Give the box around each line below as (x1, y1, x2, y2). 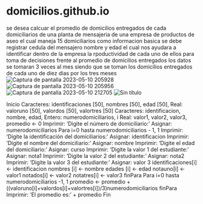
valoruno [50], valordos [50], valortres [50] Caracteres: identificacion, (6, 107, 181, 114)
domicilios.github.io (6, 4, 110, 18)
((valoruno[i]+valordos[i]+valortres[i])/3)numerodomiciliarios (6, 184, 158, 192)
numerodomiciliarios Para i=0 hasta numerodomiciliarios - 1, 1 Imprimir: (6, 126, 184, 134)
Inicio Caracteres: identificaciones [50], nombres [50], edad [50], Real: (6, 100, 183, 107)
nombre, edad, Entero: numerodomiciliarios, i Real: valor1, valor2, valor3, (6, 114, 187, 121)
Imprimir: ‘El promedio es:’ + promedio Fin (6, 191, 111, 198)
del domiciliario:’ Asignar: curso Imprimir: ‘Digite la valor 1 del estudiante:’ (6, 146, 189, 153)
